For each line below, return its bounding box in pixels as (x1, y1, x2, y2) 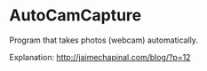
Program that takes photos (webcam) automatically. (9, 35, 198, 45)
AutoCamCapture (9, 5, 142, 26)
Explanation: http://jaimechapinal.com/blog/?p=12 (9, 51, 191, 62)
